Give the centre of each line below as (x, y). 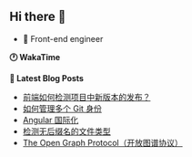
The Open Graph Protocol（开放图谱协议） (103, 142)
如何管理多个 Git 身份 (62, 108)
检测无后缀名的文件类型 (66, 131)
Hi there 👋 (38, 17)
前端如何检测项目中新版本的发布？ (86, 97)
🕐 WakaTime (35, 57)
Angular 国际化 (51, 120)
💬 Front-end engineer (63, 38)
